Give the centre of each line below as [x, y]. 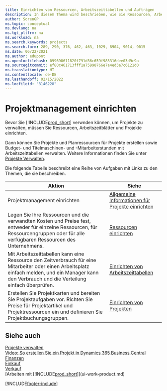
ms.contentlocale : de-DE [31, 75]
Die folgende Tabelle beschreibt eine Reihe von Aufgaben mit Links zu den [82, 168]
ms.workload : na [22, 38]
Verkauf [13, 369]
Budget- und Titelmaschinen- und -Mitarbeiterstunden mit [65, 148]
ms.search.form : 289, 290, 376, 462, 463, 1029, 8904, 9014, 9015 [75, 47]
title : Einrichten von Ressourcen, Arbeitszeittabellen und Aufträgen [80, 10]
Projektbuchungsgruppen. [38, 318]
